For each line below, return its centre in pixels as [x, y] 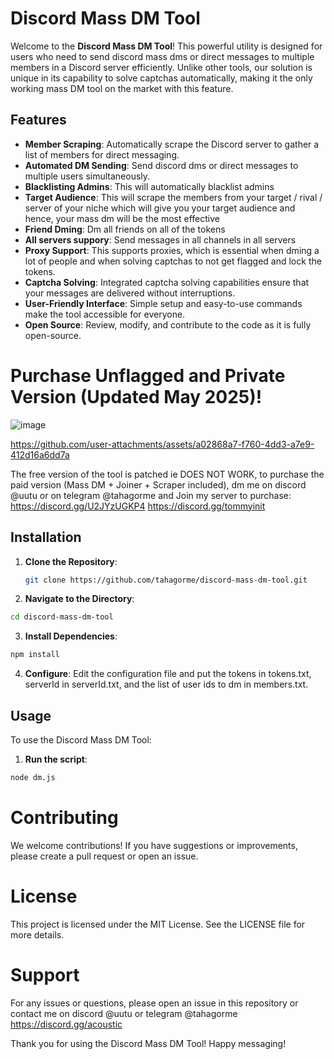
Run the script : [56, 759]
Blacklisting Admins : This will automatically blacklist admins [149, 186]
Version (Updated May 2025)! [136, 396]
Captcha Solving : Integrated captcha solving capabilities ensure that [167, 282]
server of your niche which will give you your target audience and [160, 208]
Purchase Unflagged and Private [148, 375]
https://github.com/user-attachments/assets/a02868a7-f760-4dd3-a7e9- [162, 444]
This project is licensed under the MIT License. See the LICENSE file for [158, 924]
